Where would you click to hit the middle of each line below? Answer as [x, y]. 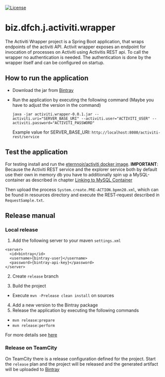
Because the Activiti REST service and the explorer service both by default [81, 169]
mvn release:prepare [33, 320]
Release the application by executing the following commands [76, 310]
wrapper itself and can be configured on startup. [55, 63]
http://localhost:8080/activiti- [126, 132]
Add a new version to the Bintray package [55, 305]
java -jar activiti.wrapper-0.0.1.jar [52, 114]
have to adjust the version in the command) [56, 105]
